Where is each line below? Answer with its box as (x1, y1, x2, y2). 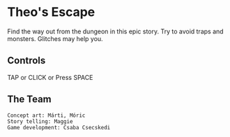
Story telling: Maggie (7, 118, 73, 125)
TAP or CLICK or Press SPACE (7, 73, 93, 81)
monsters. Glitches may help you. (7, 34, 103, 42)
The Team (7, 93, 52, 105)
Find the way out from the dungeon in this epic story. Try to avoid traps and (7, 27, 224, 35)
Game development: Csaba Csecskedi (7, 124, 111, 131)
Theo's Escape (7, 4, 95, 20)
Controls (7, 55, 46, 67)
